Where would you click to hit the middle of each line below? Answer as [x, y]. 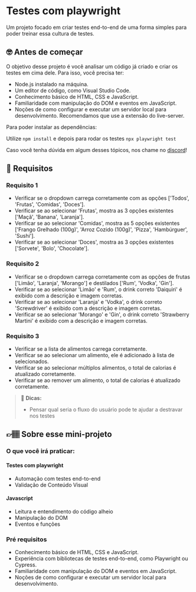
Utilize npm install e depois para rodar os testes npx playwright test [91, 138]
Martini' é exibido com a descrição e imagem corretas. [81, 321]
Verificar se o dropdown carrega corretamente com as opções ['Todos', [102, 198]
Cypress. [26, 565]
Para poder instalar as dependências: [52, 127]
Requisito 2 [23, 264]
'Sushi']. [25, 236]
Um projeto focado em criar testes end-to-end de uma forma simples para [97, 27]
